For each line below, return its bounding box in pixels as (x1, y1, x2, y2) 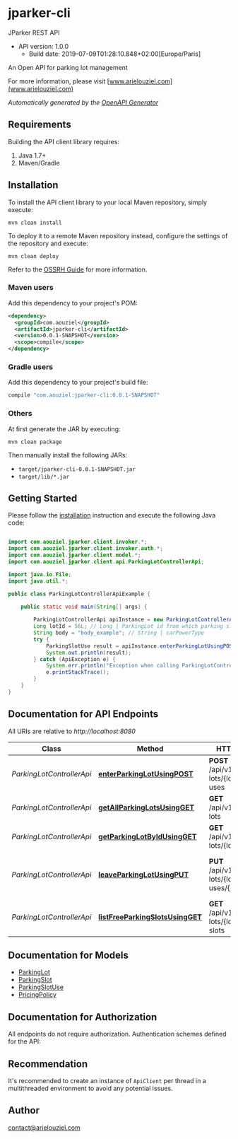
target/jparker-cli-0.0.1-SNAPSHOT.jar (18, 465, 136, 473)
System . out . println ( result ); (45, 649, 132, 656)
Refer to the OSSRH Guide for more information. (8, 265, 148, 274)
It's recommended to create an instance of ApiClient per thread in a (8, 1077, 207, 1085)
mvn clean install (8, 219, 62, 226)
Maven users (8, 283, 54, 293)
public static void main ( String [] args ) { (20, 603, 148, 610)
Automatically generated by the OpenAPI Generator (8, 98, 159, 107)
